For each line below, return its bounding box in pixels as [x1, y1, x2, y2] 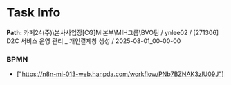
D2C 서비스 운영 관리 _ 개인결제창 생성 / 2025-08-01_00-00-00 [6, 36, 181, 45]
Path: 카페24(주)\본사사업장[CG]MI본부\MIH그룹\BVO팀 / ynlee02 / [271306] [6, 28, 219, 36]
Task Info [6, 5, 61, 21]
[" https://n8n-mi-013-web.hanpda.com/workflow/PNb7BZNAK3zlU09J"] [16, 70, 224, 78]
